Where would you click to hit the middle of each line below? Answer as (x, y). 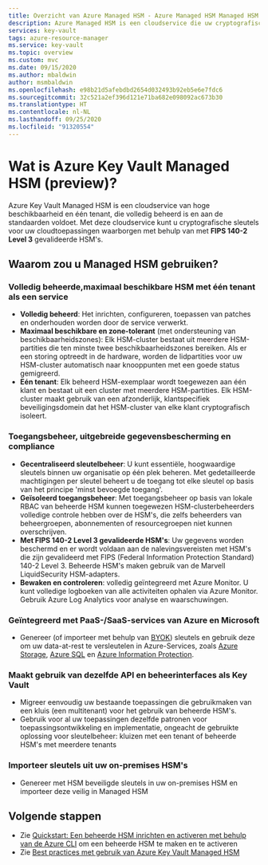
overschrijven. (43, 532)
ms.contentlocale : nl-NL (49, 112)
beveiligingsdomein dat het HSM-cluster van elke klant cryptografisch (134, 407)
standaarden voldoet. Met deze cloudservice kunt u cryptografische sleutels (134, 222)
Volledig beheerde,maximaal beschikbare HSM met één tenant (132, 287)
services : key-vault (43, 30)
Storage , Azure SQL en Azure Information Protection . (107, 654)
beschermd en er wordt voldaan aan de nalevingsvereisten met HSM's (135, 548)
